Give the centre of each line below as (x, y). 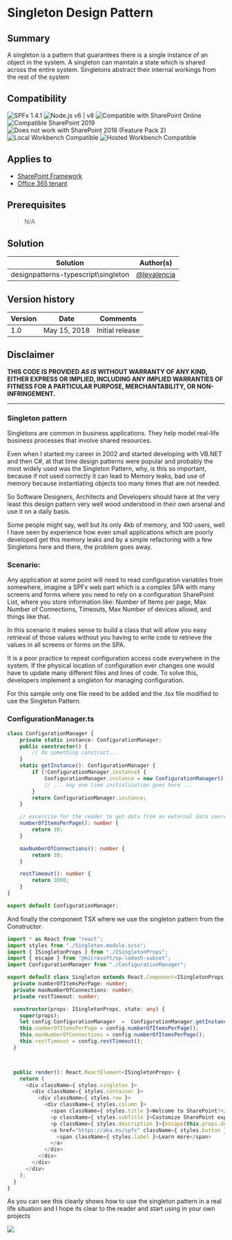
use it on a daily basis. (39, 512)
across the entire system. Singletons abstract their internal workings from (112, 70)
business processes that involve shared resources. (79, 440)
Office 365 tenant (42, 183)
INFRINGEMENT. (31, 393)
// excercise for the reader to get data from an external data (114, 817)
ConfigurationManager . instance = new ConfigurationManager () (134, 778)
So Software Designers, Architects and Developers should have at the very (113, 497)
